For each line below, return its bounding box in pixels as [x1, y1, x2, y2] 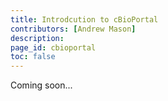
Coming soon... [10, 79, 73, 91]
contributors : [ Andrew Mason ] [10, 24, 137, 34]
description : [10, 33, 65, 43]
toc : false [10, 52, 56, 62]
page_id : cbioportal [10, 42, 97, 53]
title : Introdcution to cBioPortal [10, 14, 159, 25]
